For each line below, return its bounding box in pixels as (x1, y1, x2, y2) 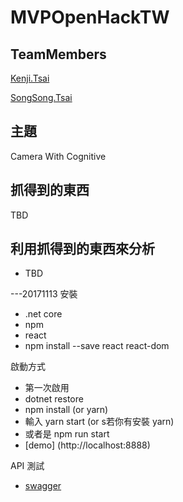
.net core (24, 308, 63, 320)
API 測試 (10, 460, 45, 472)
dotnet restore (24, 393, 84, 405)
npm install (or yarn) (24, 404, 109, 416)
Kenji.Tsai (10, 72, 50, 84)
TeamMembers (10, 46, 107, 63)
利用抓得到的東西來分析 (10, 241, 155, 258)
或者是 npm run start (24, 428, 110, 440)
